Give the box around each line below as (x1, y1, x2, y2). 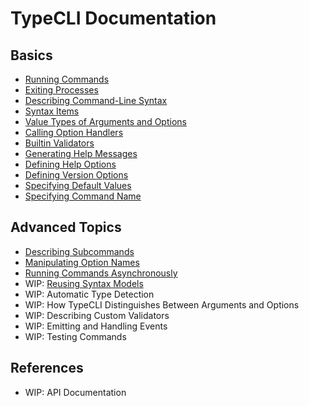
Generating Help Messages (24, 148, 138, 159)
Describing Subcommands (24, 245, 135, 257)
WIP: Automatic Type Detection (24, 288, 155, 300)
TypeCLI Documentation (10, 7, 217, 30)
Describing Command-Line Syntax (24, 95, 168, 106)
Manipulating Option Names (24, 256, 140, 268)
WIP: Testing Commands (24, 330, 127, 342)
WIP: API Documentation (24, 386, 127, 398)
